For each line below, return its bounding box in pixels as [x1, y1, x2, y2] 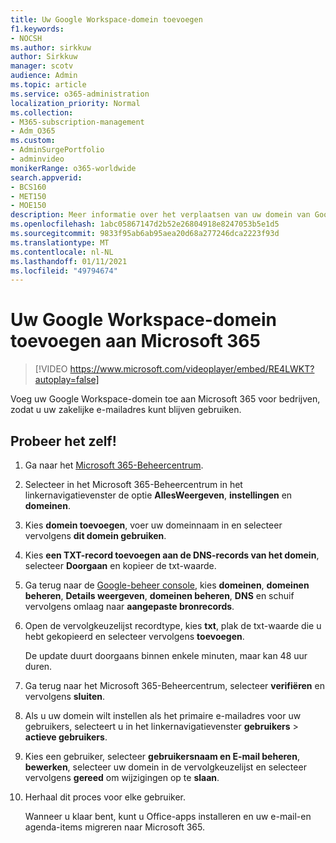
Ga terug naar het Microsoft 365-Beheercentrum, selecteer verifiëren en [24, 680, 325, 691]
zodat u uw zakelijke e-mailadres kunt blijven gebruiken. [10, 404, 242, 416]
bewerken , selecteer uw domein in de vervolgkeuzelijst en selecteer [24, 761, 307, 773]
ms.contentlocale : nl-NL [10, 247, 114, 257]
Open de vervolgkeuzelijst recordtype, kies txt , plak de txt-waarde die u [24, 620, 322, 631]
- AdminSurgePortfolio [10, 145, 105, 155]
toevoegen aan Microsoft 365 [10, 330, 261, 353]
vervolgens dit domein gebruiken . [24, 530, 167, 541]
